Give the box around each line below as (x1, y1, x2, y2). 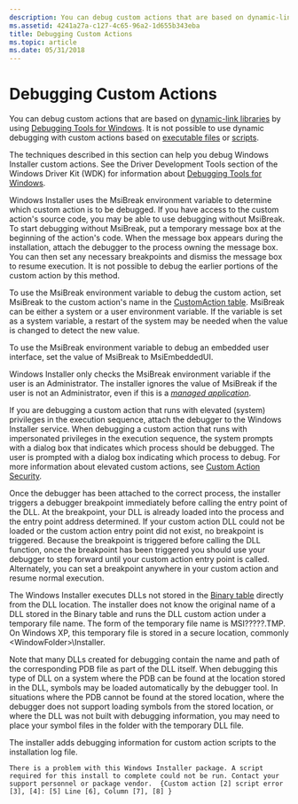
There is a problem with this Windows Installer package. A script (9, 764, 264, 773)
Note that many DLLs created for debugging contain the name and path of (9, 654, 280, 665)
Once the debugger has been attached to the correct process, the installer (9, 488, 281, 499)
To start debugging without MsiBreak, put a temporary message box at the (9, 223, 282, 234)
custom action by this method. (9, 270, 121, 281)
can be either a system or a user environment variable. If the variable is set (9, 307, 283, 317)
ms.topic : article (9, 37, 77, 47)
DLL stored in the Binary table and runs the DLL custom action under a (9, 609, 267, 620)
